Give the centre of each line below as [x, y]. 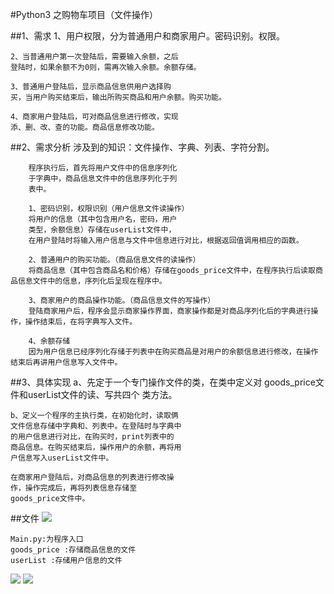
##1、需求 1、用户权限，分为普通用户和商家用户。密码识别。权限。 [148, 36]
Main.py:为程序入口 [47, 539]
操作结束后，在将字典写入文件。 [81, 322]
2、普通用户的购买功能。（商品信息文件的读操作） [114, 260]
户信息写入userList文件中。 [62, 458]
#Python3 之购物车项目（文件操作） [84, 14]
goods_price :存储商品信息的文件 [73, 550]
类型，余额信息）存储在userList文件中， [102, 230]
